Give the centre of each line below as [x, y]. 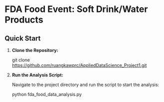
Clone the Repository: [35, 50]
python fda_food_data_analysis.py [47, 94]
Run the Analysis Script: [37, 75]
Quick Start [23, 38]
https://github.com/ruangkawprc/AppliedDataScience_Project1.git [79, 65]
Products [24, 20]
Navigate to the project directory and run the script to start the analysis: [85, 84]
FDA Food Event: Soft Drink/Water [76, 9]
